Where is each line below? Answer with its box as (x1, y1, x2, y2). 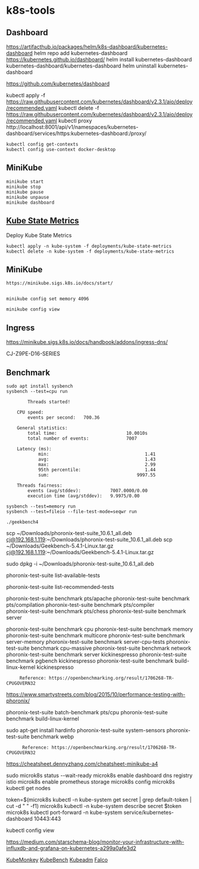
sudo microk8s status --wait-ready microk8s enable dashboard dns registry (6, 772, 192, 779)
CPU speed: (17, 410, 44, 416)
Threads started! (27, 399, 70, 405)
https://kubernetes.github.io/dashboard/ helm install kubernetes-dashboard (6, 56, 192, 63)
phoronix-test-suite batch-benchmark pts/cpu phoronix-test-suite (6, 709, 168, 716)
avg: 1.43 (38, 456, 156, 463)
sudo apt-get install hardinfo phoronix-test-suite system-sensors (6, 727, 166, 734)
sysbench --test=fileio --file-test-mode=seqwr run (6, 509, 137, 515)
